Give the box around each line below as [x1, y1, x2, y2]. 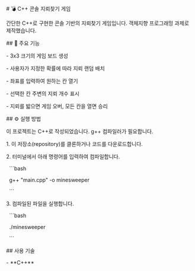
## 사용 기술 [6, 247, 36, 254]
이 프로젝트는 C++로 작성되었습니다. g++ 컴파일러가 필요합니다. [6, 128, 154, 135]
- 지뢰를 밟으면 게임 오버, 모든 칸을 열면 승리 [6, 103, 108, 110]
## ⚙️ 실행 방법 [6, 115, 41, 122]
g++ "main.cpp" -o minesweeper [8, 177, 90, 183]
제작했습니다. [6, 27, 37, 34]
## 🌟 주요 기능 [6, 40, 40, 46]
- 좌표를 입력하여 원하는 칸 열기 [6, 78, 78, 84]
